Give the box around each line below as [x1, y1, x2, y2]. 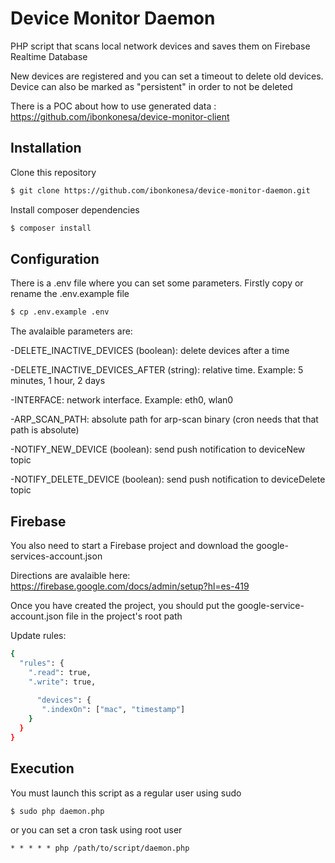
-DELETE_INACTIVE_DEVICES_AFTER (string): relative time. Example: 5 [10, 364, 304, 376]
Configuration [10, 250, 100, 267]
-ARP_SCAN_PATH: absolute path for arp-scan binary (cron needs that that [10, 413, 319, 426]
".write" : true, [28, 677, 97, 687]
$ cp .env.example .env [10, 307, 110, 317]
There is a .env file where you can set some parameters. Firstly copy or [10, 277, 304, 289]
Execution [10, 760, 75, 777]
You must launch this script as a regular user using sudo [10, 787, 242, 799]
